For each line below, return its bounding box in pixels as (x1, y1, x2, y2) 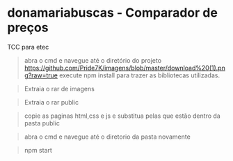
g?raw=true (24, 71, 58, 79)
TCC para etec (7, 43, 49, 51)
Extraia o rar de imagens (24, 84, 95, 93)
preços (7, 20, 49, 36)
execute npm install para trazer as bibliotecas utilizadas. (58, 71, 220, 79)
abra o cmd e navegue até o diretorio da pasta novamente (24, 132, 191, 141)
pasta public (24, 118, 61, 127)
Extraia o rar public (24, 98, 79, 106)
